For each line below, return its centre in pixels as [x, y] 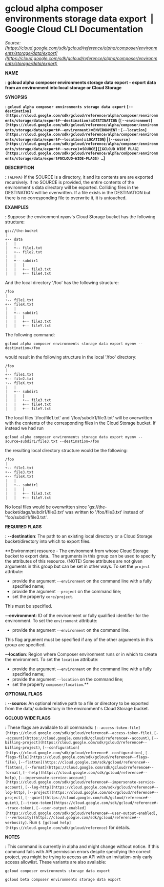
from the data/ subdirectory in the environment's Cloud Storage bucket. [77, 708]
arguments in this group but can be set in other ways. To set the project [78, 566]
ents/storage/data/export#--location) [44, 140]
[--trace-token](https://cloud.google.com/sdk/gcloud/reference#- [89, 803]
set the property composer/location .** [50, 684]
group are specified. [25, 644]
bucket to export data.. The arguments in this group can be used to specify [81, 556]
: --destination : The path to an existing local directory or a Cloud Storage [79, 536]
